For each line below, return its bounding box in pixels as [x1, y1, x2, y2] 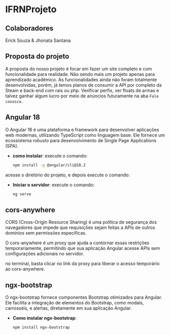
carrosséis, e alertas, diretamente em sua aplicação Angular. [5, 305, 132, 311]
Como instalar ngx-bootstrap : [12, 315, 77, 321]
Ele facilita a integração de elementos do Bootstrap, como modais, [5, 300, 144, 305]
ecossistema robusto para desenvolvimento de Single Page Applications [5, 137, 156, 143]
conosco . [5, 98, 23, 104]
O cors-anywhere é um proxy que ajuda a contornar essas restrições [5, 240, 150, 246]
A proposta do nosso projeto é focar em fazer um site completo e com [5, 65, 152, 72]
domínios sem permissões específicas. [5, 230, 87, 236]
